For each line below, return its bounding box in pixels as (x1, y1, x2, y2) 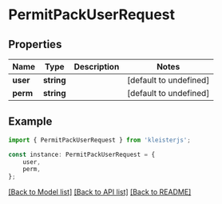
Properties (8, 38, 62, 51)
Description (73, 62, 120, 72)
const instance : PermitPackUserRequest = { (8, 150, 156, 158)
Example (8, 114, 53, 129)
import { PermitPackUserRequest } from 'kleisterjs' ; (8, 136, 192, 144)
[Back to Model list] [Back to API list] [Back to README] (8, 187, 192, 197)
